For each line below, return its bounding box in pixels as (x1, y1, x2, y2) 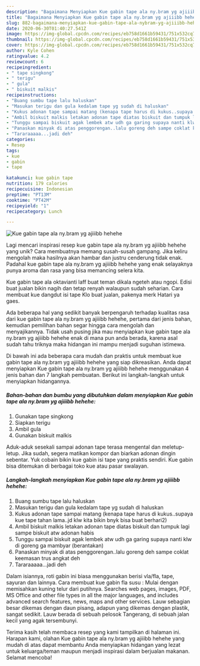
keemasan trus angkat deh (14, 555, 80, 562)
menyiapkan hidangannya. (6, 377, 71, 385)
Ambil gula (14, 425, 42, 433)
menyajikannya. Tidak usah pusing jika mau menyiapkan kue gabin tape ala (6, 328, 190, 335)
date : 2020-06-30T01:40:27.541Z (6, 25, 86, 32)
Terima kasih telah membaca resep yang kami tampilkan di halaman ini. (6, 628, 181, 636)
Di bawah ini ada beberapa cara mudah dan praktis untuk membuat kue (6, 352, 182, 360)
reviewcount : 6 (6, 59, 44, 65)
